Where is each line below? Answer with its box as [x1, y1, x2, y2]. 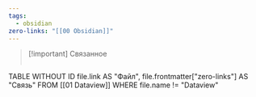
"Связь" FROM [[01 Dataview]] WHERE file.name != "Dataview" [8, 80, 219, 90]
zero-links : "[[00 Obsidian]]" [8, 27, 114, 35]
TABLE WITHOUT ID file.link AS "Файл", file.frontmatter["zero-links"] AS [8, 72, 249, 82]
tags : [8, 11, 27, 20]
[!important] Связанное [27, 49, 107, 59]
